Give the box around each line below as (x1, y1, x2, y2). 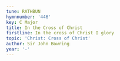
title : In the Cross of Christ (6, 24, 83, 31)
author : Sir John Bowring (6, 41, 69, 47)
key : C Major (6, 19, 38, 25)
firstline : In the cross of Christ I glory (6, 30, 115, 36)
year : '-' (6, 46, 31, 52)
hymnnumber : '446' (6, 14, 51, 20)
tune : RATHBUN (6, 8, 41, 15)
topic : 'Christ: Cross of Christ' (6, 35, 91, 41)
